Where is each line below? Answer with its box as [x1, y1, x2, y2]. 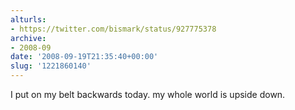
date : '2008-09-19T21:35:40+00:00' [10, 52, 159, 62]
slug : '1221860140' [10, 61, 92, 71]
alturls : [10, 14, 47, 25]
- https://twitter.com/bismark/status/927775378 [10, 24, 217, 34]
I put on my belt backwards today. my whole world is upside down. [10, 89, 286, 100]
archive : [10, 33, 47, 43]
